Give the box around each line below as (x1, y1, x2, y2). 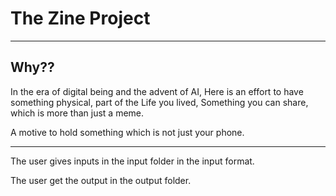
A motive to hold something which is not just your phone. (10, 126, 245, 138)
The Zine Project (10, 7, 151, 30)
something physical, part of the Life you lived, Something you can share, (10, 96, 309, 108)
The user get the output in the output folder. (10, 174, 192, 186)
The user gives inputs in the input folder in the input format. (10, 155, 255, 167)
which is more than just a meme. (10, 107, 145, 119)
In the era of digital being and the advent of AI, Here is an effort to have (10, 85, 304, 97)
